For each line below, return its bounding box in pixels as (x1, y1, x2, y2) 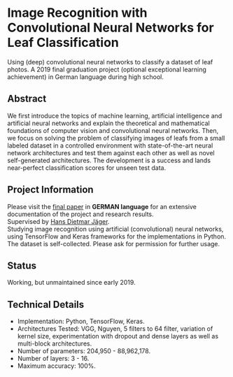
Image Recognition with (7, 5, 148, 21)
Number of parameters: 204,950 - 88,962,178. (17, 347, 151, 355)
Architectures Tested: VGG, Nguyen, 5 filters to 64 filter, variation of (17, 325, 213, 333)
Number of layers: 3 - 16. (17, 355, 90, 363)
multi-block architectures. (17, 339, 92, 348)
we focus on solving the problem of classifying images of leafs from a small (7, 134, 225, 142)
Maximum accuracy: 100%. (17, 362, 97, 370)
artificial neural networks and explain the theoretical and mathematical (7, 119, 210, 127)
